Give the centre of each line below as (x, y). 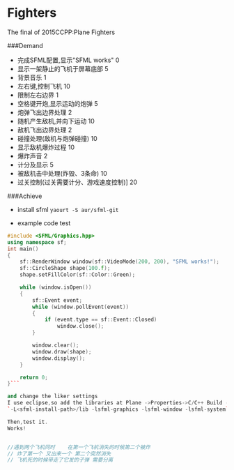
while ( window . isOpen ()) (56, 287)
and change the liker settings (53, 396)
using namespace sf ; (37, 242)
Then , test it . (28, 422)
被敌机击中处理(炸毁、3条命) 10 (62, 173)
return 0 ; (34, 377)
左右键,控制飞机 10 (44, 86)
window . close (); (80, 326)
